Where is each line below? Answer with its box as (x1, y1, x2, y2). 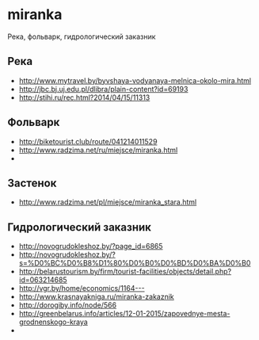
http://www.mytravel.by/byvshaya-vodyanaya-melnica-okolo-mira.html (18, 75, 251, 85)
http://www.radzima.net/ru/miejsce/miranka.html (18, 145, 178, 155)
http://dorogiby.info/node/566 (18, 300, 116, 310)
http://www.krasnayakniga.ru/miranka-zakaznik (18, 292, 175, 302)
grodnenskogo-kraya (18, 317, 88, 327)
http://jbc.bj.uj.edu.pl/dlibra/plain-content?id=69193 (18, 84, 189, 94)
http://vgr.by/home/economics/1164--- (18, 284, 145, 293)
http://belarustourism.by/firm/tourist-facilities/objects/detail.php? (18, 267, 231, 277)
